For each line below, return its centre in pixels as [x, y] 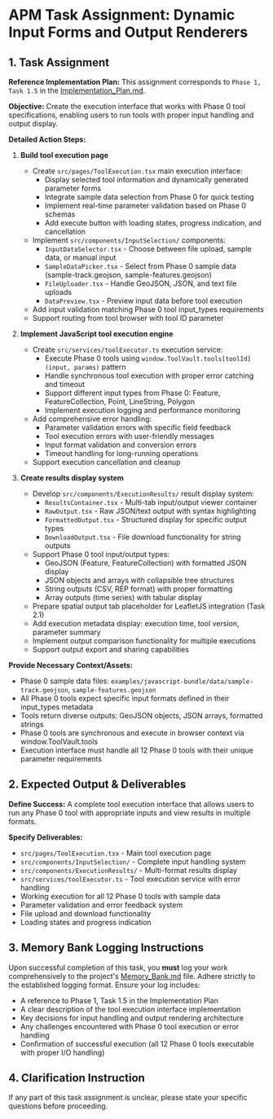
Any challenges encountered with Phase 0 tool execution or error [130, 1026]
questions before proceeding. [58, 1106]
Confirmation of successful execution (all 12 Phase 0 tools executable [137, 1043]
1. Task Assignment [59, 62]
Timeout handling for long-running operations [121, 453]
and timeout [65, 384]
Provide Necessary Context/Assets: [70, 665]
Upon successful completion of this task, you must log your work [118, 968]
